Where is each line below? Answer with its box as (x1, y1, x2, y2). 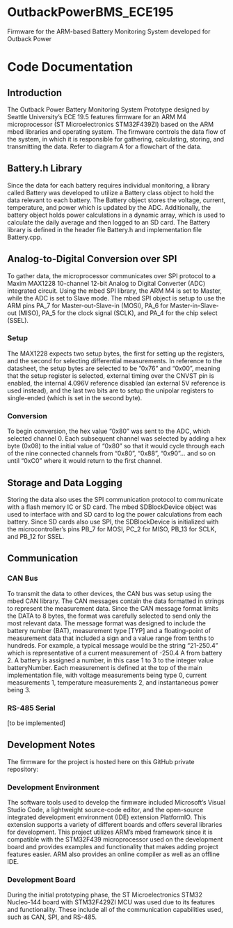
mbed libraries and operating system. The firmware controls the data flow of (7, 127, 226, 136)
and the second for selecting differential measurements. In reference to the (7, 356, 223, 365)
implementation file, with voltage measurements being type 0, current (7, 671, 207, 679)
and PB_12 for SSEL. (7, 532, 65, 540)
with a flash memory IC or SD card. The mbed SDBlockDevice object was (7, 503, 217, 511)
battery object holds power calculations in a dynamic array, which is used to (7, 211, 225, 219)
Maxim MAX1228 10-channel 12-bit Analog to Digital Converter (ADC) (7, 279, 206, 287)
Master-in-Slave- (170, 301, 219, 310)
